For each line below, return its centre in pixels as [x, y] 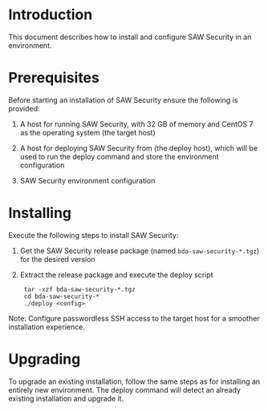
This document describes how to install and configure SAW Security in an [130, 37]
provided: [24, 108]
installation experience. [47, 327]
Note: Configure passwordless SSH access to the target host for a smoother [134, 318]
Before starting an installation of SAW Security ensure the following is [123, 100]
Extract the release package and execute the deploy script [117, 275]
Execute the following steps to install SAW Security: [93, 235]
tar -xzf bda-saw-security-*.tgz [79, 289]
